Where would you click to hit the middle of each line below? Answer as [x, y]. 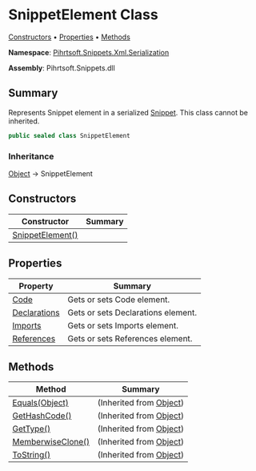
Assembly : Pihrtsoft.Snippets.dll [62, 68]
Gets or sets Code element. [119, 300]
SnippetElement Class [83, 15]
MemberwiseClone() [51, 442]
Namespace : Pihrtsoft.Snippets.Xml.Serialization [89, 52]
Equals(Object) [41, 403]
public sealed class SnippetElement [69, 135]
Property [36, 286]
